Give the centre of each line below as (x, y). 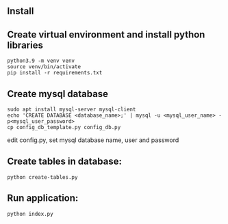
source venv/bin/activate (44, 67)
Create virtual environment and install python (106, 34)
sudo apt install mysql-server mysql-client (72, 110)
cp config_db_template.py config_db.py (64, 128)
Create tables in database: (64, 162)
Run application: (43, 198)
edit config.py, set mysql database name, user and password (93, 140)
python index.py (30, 214)
